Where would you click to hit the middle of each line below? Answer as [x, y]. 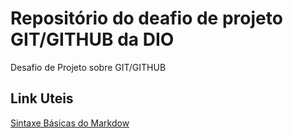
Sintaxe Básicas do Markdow [70, 123]
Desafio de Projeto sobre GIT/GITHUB [88, 67]
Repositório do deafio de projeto [146, 18]
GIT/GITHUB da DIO [92, 39]
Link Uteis [42, 98]
